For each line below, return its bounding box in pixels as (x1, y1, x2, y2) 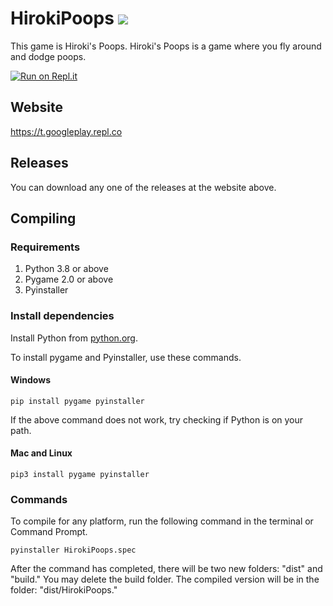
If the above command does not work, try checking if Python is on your (10, 413, 304, 426)
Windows (10, 374, 51, 386)
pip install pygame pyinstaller (10, 396, 145, 406)
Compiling (10, 210, 77, 227)
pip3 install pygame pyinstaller (10, 469, 150, 479)
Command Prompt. (10, 526, 88, 538)
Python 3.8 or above (24, 263, 109, 275)
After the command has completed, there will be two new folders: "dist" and (10, 563, 323, 575)
